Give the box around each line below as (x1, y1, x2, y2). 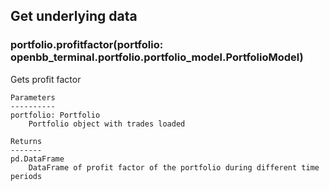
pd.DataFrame (10, 154, 65, 164)
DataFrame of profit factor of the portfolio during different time (28, 162, 320, 173)
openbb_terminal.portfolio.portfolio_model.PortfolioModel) (10, 50, 304, 64)
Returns (10, 136, 43, 146)
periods (10, 171, 43, 181)
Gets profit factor (10, 73, 82, 85)
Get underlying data (10, 8, 138, 25)
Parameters (10, 92, 56, 103)
